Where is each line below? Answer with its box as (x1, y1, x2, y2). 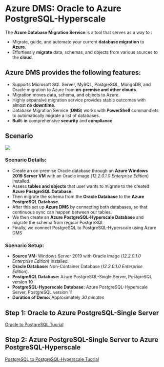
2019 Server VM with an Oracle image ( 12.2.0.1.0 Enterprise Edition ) (12, 173, 149, 178)
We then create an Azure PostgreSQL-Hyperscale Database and (12, 214, 144, 220)
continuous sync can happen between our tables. (12, 209, 112, 215)
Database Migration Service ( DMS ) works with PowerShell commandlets (12, 107, 159, 113)
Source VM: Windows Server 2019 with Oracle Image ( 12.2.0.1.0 (12, 253, 141, 259)
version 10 (12, 279, 33, 285)
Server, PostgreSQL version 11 (12, 290, 73, 295)
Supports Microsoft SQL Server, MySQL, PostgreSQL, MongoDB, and (12, 81, 151, 87)
